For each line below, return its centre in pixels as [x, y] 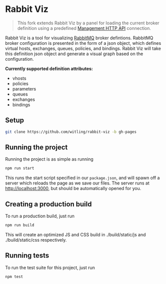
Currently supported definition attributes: [49, 69]
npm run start [20, 168]
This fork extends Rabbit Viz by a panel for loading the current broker [88, 23]
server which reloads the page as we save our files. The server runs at [78, 183]
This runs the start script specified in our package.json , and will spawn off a [83, 178]
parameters [24, 89]
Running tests [27, 255]
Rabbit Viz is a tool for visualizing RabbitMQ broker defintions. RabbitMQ [79, 38]
